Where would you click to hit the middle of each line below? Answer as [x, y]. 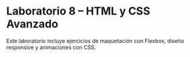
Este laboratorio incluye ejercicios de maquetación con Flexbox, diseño [95, 41]
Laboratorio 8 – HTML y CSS [78, 11]
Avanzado [32, 24]
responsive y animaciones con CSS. [51, 47]
